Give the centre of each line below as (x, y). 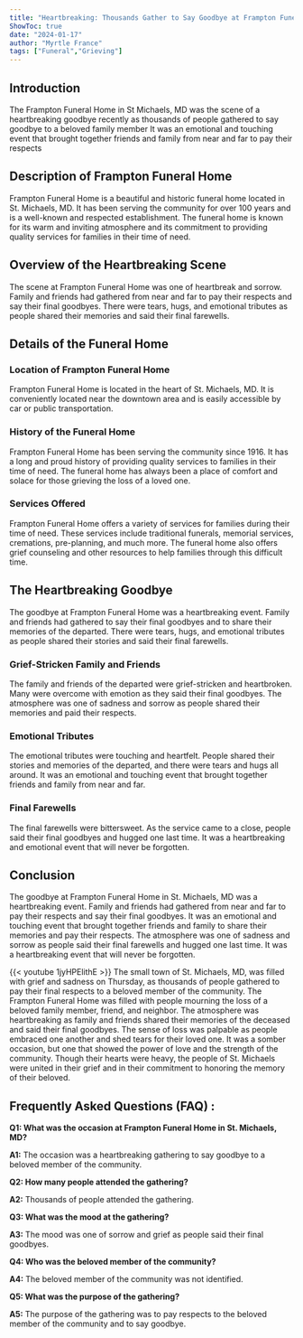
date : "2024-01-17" (46, 34)
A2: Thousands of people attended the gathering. (101, 1200)
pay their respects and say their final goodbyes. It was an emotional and (143, 916)
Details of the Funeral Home (89, 344)
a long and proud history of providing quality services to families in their (143, 461)
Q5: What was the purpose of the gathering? (95, 1296)
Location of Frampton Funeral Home (90, 370)
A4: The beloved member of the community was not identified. (126, 1279)
